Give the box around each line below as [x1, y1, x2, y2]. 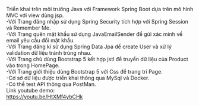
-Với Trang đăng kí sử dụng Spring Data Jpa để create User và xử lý [6, 43, 172, 50]
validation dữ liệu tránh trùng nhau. [6, 49, 92, 56]
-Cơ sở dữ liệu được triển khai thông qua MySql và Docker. [6, 74, 150, 81]
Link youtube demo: [6, 87, 55, 94]
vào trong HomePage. [6, 62, 60, 69]
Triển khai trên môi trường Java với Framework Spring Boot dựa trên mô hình [6, 6, 194, 12]
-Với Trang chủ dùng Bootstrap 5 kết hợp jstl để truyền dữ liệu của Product [6, 56, 188, 62]
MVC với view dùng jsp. [6, 12, 64, 19]
